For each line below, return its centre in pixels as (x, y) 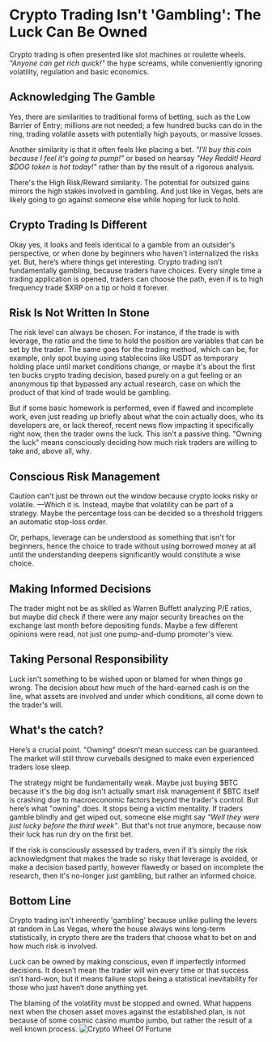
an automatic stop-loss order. (58, 522)
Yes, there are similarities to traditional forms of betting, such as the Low (130, 116)
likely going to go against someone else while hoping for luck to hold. (125, 199)
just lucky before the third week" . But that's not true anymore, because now (136, 825)
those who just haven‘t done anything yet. (79, 988)
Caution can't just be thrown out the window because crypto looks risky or (134, 496)
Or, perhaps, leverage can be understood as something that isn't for (122, 538)
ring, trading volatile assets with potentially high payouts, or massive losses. (136, 133)
